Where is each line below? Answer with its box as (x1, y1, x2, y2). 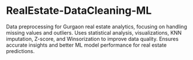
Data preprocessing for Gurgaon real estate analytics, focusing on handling (6, 23, 187, 30)
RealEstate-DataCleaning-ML (6, 4, 152, 17)
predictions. (6, 47, 35, 54)
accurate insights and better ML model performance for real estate (6, 42, 167, 48)
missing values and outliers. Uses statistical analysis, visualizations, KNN (6, 29, 182, 36)
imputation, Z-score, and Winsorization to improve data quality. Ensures (6, 35, 179, 42)
